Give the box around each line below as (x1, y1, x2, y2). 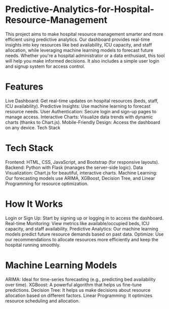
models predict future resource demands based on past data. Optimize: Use (5, 231, 164, 237)
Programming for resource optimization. (5, 181, 89, 187)
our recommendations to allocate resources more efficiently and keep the (5, 236, 158, 242)
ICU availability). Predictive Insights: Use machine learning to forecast (5, 103, 151, 109)
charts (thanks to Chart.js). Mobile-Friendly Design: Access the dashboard (5, 119, 160, 125)
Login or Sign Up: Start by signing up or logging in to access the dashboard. (5, 215, 163, 221)
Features (5, 81, 44, 93)
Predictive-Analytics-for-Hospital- (5, 4, 154, 15)
